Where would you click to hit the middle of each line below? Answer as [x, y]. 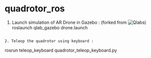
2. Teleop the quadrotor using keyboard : [49, 41]
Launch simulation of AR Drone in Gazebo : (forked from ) [79, 22]
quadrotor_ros [35, 9]
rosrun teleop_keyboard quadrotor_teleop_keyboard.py [61, 50]
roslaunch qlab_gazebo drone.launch [50, 27]
